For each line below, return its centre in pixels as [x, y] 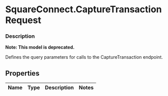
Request [23, 20]
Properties [22, 73]
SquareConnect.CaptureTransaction [83, 9]
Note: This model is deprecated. [40, 47]
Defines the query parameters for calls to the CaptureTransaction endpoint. [84, 57]
